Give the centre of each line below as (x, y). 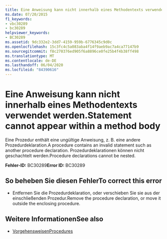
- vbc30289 (16, 24)
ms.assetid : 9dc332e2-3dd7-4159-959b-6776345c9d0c (59, 42)
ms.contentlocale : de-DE (31, 61)
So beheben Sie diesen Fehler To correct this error (83, 181)
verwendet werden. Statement (68, 116)
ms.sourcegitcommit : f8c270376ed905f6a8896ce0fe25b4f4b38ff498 (72, 51)
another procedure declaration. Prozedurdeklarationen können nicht (75, 150)
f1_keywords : (19, 19)
